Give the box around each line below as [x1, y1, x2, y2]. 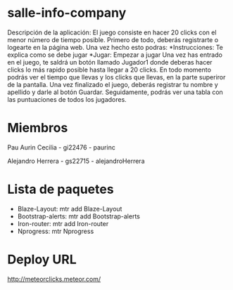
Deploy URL [7, 251, 77, 268]
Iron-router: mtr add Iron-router [17, 219, 109, 228]
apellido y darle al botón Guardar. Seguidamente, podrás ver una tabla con [7, 88, 223, 96]
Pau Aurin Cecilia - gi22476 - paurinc [7, 143, 116, 152]
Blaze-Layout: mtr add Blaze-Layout [17, 204, 122, 213]
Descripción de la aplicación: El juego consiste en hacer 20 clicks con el [7, 28, 217, 37]
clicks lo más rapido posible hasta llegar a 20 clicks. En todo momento [7, 65, 211, 74]
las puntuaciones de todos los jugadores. [7, 95, 127, 103]
